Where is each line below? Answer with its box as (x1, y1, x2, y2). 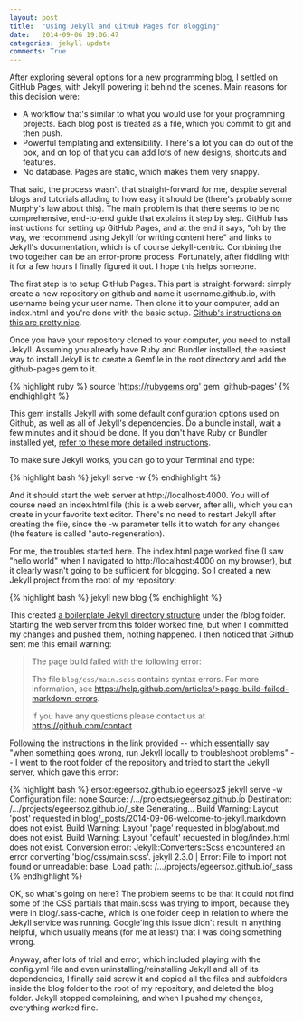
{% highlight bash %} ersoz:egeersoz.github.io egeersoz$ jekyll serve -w (9, 785, 283, 795)
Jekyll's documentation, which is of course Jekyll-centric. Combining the (9, 242, 282, 253)
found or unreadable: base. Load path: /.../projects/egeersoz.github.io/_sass (9, 862, 294, 873)
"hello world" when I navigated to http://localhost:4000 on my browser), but (9, 555, 292, 566)
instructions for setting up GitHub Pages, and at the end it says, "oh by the (9, 223, 287, 234)
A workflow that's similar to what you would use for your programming (22, 109, 285, 120)
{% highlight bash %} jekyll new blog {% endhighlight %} (9, 593, 223, 603)
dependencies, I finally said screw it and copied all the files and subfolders (9, 973, 288, 984)
